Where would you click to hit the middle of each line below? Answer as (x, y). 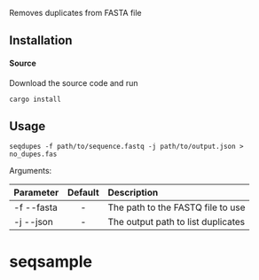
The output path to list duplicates (177, 222)
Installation (41, 40)
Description (133, 192)
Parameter (36, 192)
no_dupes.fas (33, 154)
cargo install (35, 99)
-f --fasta (35, 207)
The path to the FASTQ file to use (177, 207)
